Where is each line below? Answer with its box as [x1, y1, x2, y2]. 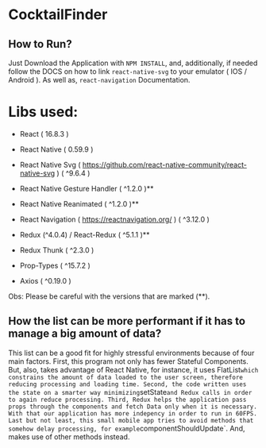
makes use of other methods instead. [8, 431, 130, 442]
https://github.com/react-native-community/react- [82, 160, 248, 169]
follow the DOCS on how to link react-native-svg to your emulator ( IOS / [8, 67, 248, 76]
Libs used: [8, 103, 79, 121]
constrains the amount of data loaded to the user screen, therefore [8, 373, 244, 381]
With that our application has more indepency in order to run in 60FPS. [8, 409, 258, 418]
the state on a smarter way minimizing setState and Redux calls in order [8, 387, 253, 396]
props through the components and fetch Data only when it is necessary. [8, 403, 258, 411]
